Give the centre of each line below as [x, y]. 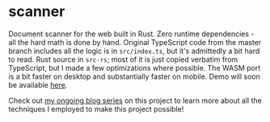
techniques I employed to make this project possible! [96, 109]
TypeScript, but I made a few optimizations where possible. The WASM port [135, 67]
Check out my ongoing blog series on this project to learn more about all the [135, 100]
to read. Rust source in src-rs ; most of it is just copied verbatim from [123, 59]
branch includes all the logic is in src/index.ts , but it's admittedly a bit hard [134, 51]
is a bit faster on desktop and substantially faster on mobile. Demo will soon [134, 76]
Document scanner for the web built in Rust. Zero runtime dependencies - [131, 34]
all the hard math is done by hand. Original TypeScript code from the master [135, 42]
